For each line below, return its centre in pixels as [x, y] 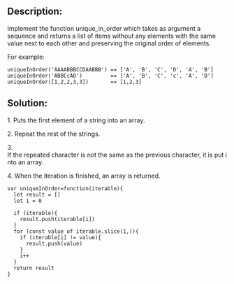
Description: [35, 12]
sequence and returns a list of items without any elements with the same [112, 36]
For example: [26, 57]
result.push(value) [54, 243]
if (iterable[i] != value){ [60, 237]
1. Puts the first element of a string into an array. [76, 120]
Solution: [27, 103]
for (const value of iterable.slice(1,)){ [76, 231]
